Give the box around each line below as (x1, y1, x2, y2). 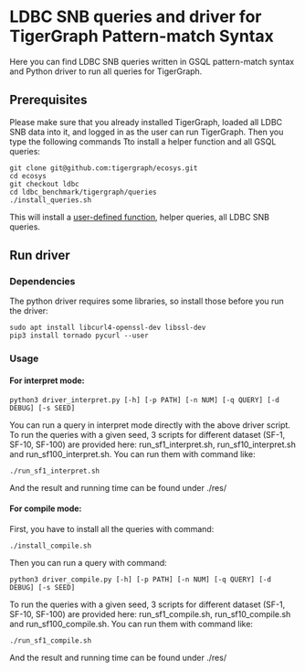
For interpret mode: (9, 375, 85, 386)
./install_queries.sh (9, 195, 92, 205)
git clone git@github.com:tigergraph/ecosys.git (9, 163, 198, 173)
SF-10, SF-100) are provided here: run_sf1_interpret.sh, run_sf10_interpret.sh (9, 439, 297, 450)
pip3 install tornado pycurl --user (9, 331, 149, 340)
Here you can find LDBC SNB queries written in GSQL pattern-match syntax (9, 56, 295, 67)
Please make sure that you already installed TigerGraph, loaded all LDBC (9, 116, 283, 127)
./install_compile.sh (9, 541, 92, 550)
